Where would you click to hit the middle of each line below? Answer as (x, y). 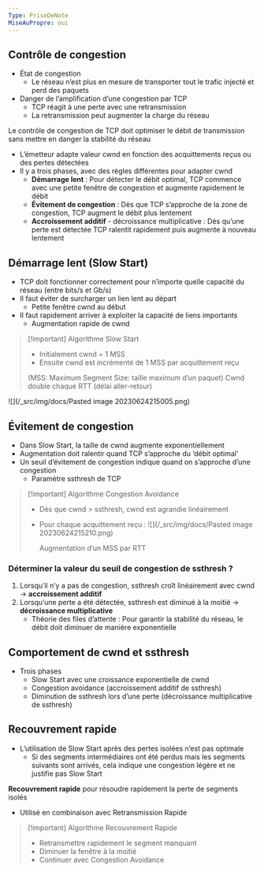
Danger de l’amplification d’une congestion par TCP (103, 98)
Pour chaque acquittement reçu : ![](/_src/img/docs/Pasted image (146, 524)
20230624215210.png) (76, 532)
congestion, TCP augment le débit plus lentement (112, 213)
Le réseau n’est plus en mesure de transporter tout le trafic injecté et (143, 82)
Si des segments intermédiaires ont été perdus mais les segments (138, 756)
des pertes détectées (54, 163)
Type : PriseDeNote (38, 15)
